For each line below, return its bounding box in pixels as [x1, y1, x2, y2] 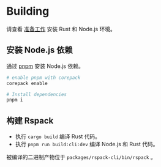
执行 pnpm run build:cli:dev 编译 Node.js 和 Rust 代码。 [15, 141, 159, 148]
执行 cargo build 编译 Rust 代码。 [15, 133, 101, 140]
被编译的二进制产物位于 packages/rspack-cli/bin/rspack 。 [6, 154, 156, 161]
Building [6, 4, 50, 18]
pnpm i [6, 97, 23, 103]
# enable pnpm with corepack [6, 75, 81, 81]
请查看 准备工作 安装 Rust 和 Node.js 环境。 [6, 25, 116, 32]
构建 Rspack [6, 115, 54, 126]
